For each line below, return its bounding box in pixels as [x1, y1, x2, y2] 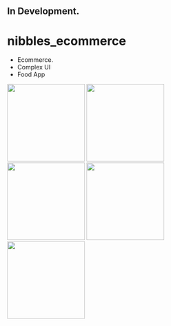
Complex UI [17, 63, 51, 72]
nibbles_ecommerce [7, 33, 126, 49]
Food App [17, 70, 46, 78]
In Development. [7, 6, 80, 17]
